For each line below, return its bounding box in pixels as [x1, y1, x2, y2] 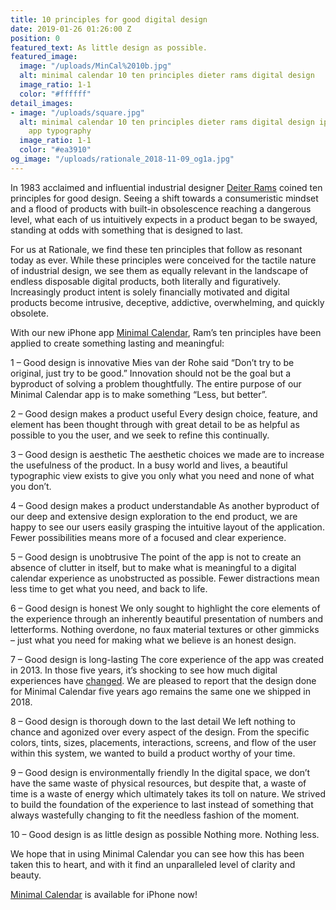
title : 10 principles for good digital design [10, 14, 208, 25]
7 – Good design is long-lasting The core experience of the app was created [10, 653, 324, 665]
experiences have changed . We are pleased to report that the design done [10, 674, 317, 686]
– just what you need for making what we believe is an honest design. [10, 634, 297, 646]
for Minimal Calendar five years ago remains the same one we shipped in [10, 685, 311, 697]
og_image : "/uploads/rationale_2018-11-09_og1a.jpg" [10, 154, 235, 164]
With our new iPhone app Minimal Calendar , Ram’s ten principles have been [10, 326, 322, 338]
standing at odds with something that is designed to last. [10, 224, 244, 236]
